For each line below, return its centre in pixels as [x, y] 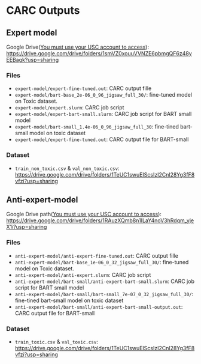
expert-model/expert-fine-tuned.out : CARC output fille [83, 88]
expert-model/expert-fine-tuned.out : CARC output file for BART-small [102, 139]
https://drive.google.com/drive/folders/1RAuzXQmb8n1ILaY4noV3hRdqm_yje [100, 220]
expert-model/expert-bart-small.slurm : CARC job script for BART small [103, 114]
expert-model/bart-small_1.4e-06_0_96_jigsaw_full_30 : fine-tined [97, 127]
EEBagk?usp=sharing [32, 60]
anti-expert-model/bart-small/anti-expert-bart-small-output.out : [99, 306]
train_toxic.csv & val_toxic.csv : [57, 342]
